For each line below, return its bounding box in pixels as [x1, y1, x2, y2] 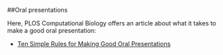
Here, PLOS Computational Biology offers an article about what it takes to [7, 19, 217, 27]
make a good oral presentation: [7, 27, 96, 34]
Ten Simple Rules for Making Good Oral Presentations [17, 40, 171, 47]
